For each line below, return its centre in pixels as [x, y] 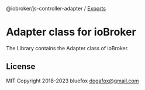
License [21, 67]
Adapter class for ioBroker [71, 32]
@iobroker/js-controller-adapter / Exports [56, 8]
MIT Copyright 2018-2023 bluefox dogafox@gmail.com [72, 81]
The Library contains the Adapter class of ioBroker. [68, 48]
